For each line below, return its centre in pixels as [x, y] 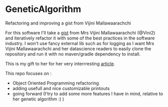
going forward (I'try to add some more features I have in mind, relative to [88, 93]
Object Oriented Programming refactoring [56, 83]
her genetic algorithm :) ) [38, 99]
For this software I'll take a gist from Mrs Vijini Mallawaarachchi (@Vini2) [80, 32]
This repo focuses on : [28, 73]
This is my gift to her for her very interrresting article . [60, 63]
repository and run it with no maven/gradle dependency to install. [73, 54]
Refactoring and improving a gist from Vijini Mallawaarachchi [68, 23]
